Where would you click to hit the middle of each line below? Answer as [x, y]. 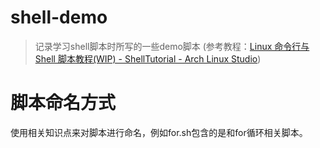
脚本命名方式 [63, 103]
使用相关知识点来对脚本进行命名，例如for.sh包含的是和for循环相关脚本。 [159, 132]
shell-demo [59, 17]
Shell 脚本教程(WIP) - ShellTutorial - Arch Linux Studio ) [148, 58]
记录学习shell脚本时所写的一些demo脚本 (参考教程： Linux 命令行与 [172, 46]
